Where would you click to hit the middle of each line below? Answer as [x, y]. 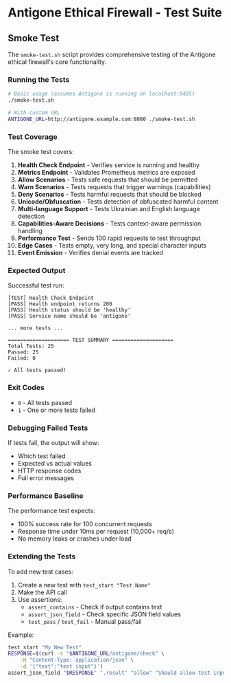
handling [30, 231]
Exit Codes [26, 388]
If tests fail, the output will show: [53, 442]
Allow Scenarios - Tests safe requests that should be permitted [108, 180]
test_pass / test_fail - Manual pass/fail [85, 621]
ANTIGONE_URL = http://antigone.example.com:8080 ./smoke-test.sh [101, 119]
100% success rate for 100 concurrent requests [85, 524]
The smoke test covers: [41, 152]
